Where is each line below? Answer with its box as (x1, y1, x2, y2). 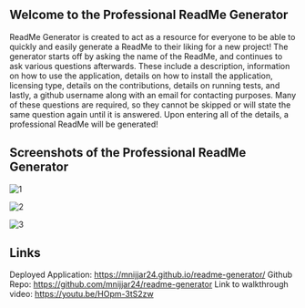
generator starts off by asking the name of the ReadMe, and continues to (9, 50, 283, 62)
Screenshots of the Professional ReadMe (9, 145, 247, 160)
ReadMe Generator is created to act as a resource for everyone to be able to (9, 31, 296, 42)
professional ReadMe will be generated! (9, 118, 159, 129)
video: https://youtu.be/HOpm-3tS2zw (9, 289, 154, 300)
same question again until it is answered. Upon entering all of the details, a (9, 108, 290, 119)
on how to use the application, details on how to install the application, (9, 70, 273, 81)
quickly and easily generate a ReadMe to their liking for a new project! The (9, 41, 289, 52)
